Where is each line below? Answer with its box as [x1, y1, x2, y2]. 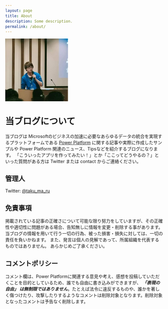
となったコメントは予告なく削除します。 [5, 298, 89, 304]
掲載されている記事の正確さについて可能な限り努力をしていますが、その [5, 218, 154, 224]
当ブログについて [5, 115, 76, 127]
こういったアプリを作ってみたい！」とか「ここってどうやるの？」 [19, 152, 155, 158]
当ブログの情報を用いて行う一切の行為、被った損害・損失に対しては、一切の [5, 231, 163, 237]
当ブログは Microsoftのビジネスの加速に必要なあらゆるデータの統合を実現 [5, 133, 158, 139]
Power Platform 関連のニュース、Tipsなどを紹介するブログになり [19, 145, 154, 151]
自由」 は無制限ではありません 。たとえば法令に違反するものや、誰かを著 [5, 286, 155, 292]
